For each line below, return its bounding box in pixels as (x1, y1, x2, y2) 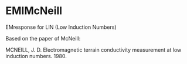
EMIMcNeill (5, 4, 63, 18)
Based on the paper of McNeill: (5, 35, 81, 42)
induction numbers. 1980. (5, 52, 67, 59)
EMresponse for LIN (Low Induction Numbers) (5, 23, 117, 31)
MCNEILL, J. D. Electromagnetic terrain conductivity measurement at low (5, 46, 182, 53)
